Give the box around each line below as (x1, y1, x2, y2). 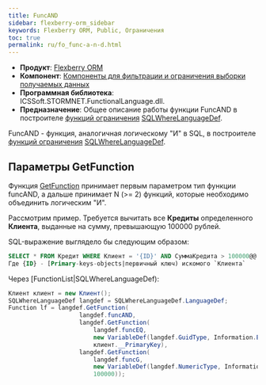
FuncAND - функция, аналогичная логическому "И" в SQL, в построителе (8, 128, 256, 139)
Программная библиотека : (19, 88, 115, 97)
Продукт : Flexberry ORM (19, 63, 104, 72)
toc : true (8, 33, 41, 42)
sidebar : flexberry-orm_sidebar (8, 19, 115, 27)
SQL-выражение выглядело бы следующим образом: (8, 237, 190, 246)
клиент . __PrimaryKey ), (93, 341, 169, 349)
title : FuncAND (8, 11, 59, 20)
